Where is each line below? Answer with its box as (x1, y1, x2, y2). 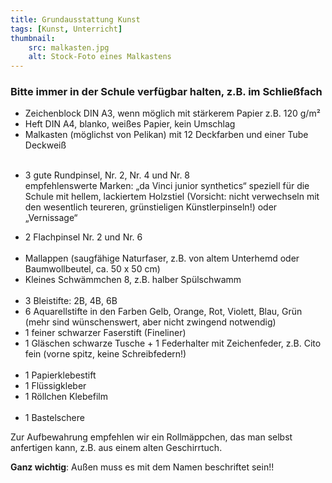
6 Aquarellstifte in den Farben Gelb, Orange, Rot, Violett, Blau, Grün (24, 306, 303, 318)
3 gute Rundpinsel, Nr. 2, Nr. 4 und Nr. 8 (24, 169, 191, 181)
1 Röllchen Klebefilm (24, 391, 108, 403)
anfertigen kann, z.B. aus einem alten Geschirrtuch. (10, 442, 223, 454)
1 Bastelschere (24, 412, 85, 424)
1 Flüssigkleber (24, 380, 87, 392)
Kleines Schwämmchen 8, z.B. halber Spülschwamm (24, 274, 242, 286)
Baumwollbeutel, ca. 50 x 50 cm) (24, 263, 161, 275)
